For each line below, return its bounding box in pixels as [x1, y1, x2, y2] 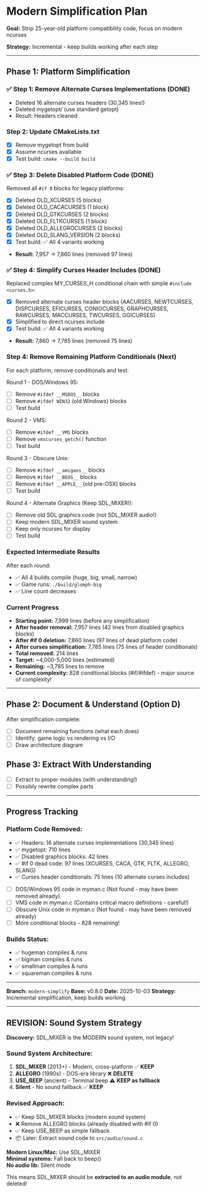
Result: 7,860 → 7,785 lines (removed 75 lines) [15, 337, 133, 345]
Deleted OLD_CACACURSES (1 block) [15, 204, 109, 211]
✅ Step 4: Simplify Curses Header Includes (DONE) [6, 266, 161, 274]
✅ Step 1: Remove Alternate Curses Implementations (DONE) [6, 85, 191, 93]
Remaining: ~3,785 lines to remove [15, 663, 105, 670]
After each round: [6, 561, 51, 569]
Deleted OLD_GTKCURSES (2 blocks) [15, 210, 109, 218]
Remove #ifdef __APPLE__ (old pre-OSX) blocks [15, 480, 137, 488]
